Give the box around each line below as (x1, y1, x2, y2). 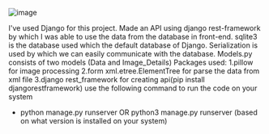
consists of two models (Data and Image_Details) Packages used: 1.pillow (8, 57, 254, 67)
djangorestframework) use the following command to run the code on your (8, 83, 258, 93)
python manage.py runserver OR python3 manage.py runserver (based (19, 107, 258, 117)
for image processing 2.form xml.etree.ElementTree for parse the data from (8, 66, 260, 76)
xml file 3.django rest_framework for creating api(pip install (8, 75, 205, 84)
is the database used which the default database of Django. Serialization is (8, 40, 258, 50)
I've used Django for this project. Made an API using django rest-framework (8, 23, 261, 32)
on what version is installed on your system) (19, 116, 168, 125)
